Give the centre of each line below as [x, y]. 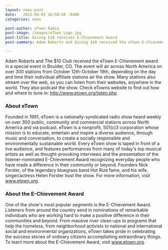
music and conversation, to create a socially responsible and [67, 138]
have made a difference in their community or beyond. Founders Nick [77, 165]
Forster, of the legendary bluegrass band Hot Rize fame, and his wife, [77, 170]
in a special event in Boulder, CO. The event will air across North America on [84, 66]
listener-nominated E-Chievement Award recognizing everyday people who [82, 160]
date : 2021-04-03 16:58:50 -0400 [42, 15]
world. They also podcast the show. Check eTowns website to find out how [82, 87]
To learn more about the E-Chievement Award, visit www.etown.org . [75, 242]
